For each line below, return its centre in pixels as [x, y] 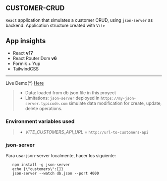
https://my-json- [118, 98]
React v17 [23, 53]
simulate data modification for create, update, [115, 103]
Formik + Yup [27, 63]
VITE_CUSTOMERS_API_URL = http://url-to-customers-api [87, 132]
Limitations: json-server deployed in [62, 98]
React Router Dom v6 [35, 58]
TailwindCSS [26, 68]
